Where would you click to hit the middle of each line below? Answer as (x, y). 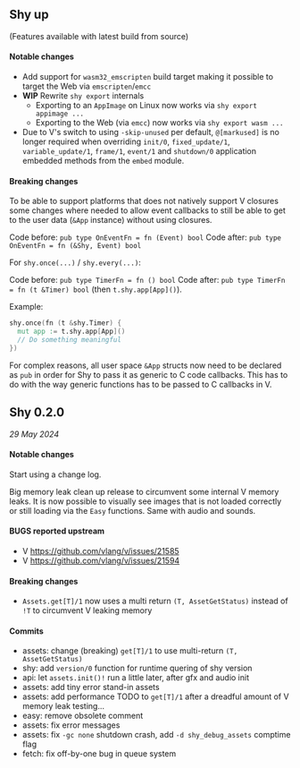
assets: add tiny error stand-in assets (91, 687)
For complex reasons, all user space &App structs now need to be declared (146, 365)
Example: (26, 307)
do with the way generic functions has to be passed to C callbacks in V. (141, 384)
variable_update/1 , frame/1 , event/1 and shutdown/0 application (139, 151)
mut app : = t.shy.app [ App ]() (71, 332)
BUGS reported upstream (57, 531)
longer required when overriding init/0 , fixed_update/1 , (126, 141)
